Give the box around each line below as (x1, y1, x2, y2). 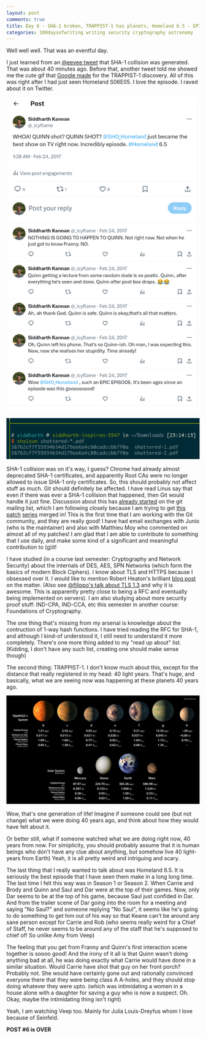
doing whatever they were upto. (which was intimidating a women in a (6, 983, 183, 990)
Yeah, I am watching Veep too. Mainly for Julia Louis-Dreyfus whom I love (6, 1007, 193, 1015)
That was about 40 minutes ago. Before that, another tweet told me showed (6, 65, 198, 73)
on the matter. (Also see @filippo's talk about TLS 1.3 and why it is (6, 581, 174, 589)
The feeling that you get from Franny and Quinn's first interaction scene (6, 944, 188, 951)
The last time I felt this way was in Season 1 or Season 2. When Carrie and (6, 880, 194, 887)
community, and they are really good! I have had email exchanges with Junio (6, 517, 200, 524)
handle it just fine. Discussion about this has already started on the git (6, 497, 183, 505)
